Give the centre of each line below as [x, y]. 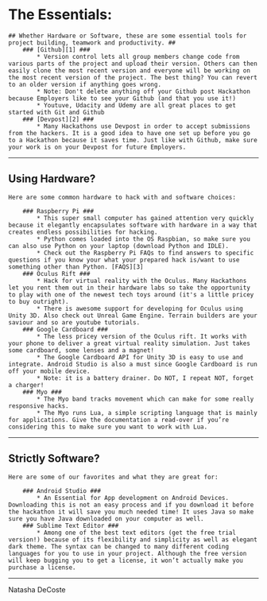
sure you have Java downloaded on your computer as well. [106, 518]
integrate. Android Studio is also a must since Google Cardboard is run [133, 364]
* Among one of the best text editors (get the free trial [137, 533]
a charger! [26, 385]
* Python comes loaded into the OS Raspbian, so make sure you [143, 239]
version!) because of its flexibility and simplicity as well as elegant [133, 539]
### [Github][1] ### [56, 49]
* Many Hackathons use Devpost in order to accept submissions [143, 126]
